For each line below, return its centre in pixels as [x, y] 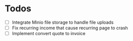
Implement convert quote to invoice [49, 34]
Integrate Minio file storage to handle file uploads [63, 22]
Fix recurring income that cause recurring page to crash [70, 28]
